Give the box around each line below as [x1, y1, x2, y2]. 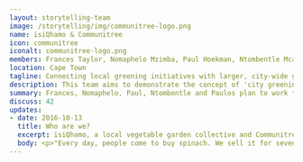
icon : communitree [9, 38, 78, 48]
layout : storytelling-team [9, 13, 111, 22]
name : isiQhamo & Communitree [9, 30, 124, 39]
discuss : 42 [9, 96, 54, 106]
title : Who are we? [17, 122, 91, 131]
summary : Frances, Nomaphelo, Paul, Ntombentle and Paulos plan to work [9, 88, 289, 97]
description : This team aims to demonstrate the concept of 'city [9, 80, 264, 89]
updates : [9, 105, 42, 114]
